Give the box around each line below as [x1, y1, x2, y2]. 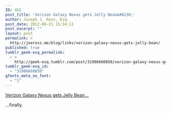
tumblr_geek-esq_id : [5, 64, 49, 69]
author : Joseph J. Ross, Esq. [5, 17, 70, 22]
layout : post [5, 31, 33, 36]
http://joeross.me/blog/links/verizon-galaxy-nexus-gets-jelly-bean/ [10, 41, 160, 46]
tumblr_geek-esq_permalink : [5, 50, 65, 55]
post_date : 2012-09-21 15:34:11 [5, 21, 74, 27]
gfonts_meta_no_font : [5, 73, 51, 79]
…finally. [5, 102, 23, 108]
